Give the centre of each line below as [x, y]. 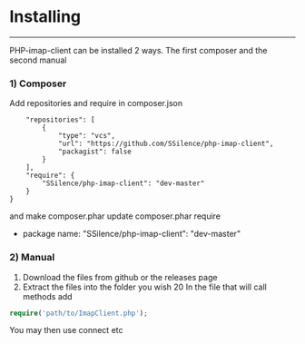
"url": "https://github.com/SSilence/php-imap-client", [166, 144]
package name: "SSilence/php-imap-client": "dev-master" [132, 234]
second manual [38, 60]
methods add [47, 296]
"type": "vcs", [87, 136]
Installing [45, 17]
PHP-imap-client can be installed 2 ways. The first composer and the [138, 50]
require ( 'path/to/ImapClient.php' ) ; [79, 313]
